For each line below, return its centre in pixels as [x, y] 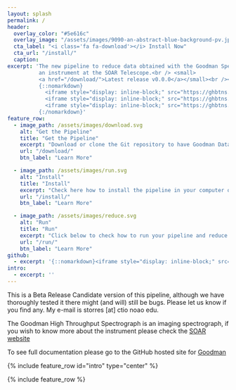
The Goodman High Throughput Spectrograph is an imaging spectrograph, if [118, 323]
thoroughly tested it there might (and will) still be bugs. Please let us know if [117, 302]
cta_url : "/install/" [45, 54]
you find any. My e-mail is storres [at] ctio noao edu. [83, 310]
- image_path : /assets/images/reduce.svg [75, 216]
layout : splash [29, 14]
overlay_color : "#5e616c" [52, 33]
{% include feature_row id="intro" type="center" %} [83, 365]
